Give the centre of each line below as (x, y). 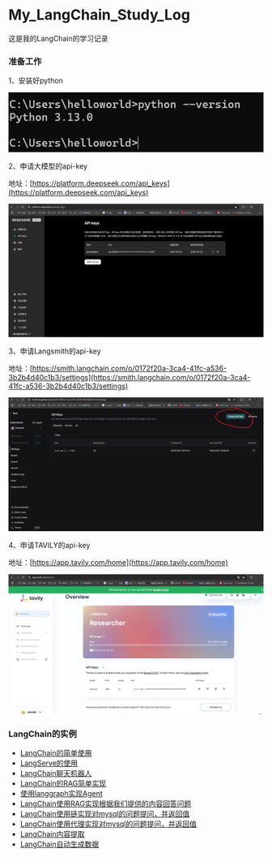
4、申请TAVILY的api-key (49, 545)
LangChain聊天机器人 (56, 773)
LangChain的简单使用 (56, 753)
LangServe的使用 (49, 763)
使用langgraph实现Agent (61, 794)
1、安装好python (36, 81)
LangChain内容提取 (52, 834)
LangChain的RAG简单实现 (63, 783)
